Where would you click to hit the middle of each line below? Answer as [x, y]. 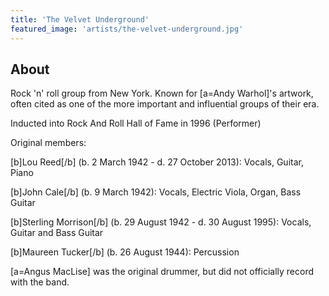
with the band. [40, 282]
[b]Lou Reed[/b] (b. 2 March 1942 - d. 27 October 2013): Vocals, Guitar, [157, 162]
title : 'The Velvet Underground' [80, 19]
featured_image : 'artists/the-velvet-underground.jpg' [127, 29]
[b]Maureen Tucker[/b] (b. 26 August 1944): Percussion [125, 252]
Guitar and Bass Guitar [57, 233]
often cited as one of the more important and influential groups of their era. [165, 104]
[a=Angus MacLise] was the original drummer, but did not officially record [162, 272]
